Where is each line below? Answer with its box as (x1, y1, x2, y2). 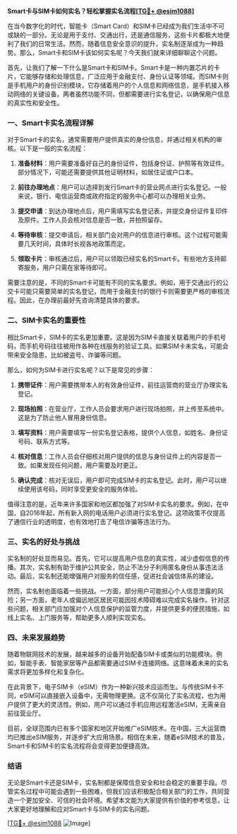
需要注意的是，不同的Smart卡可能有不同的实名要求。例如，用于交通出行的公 (7, 278, 229, 287)
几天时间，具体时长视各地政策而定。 (23, 239, 129, 248)
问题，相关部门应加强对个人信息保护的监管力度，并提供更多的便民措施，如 (13, 604, 230, 613)
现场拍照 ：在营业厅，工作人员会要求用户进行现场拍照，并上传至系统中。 (17, 404, 228, 412)
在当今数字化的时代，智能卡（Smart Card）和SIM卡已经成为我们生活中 (7, 22, 213, 30)
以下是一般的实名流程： (19, 144, 88, 153)
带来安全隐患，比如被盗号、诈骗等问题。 (7, 350, 125, 359)
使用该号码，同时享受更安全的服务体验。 (23, 484, 142, 493)
